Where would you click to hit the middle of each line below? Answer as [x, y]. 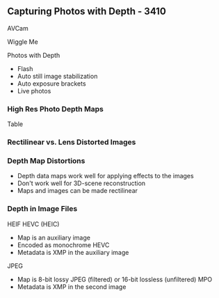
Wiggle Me [23, 42]
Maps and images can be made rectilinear [77, 191]
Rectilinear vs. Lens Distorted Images [72, 142]
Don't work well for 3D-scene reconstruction [81, 183]
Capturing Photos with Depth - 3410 [87, 11]
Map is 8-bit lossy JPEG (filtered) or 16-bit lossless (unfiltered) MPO [115, 279]
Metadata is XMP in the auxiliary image [73, 252]
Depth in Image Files [42, 209]
